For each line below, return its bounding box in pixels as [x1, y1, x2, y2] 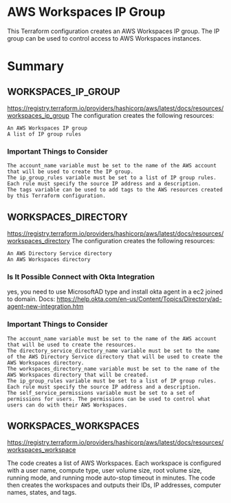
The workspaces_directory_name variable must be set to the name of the [7, 365, 220, 372]
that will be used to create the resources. [7, 341, 137, 348]
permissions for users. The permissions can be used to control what [7, 396, 211, 402]
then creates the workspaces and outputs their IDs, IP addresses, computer [7, 481, 221, 489]
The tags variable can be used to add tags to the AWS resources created [7, 187, 223, 194]
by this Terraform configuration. [7, 192, 107, 200]
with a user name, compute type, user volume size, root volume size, [7, 466, 202, 475]
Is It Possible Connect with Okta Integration [7, 271, 155, 281]
